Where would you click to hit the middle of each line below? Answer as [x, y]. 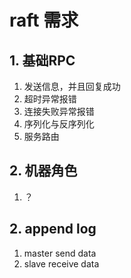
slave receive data [61, 263]
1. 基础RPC [42, 60]
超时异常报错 [50, 99]
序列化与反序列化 [59, 124]
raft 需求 [44, 20]
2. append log [53, 229]
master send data [60, 253]
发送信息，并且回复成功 [72, 86]
